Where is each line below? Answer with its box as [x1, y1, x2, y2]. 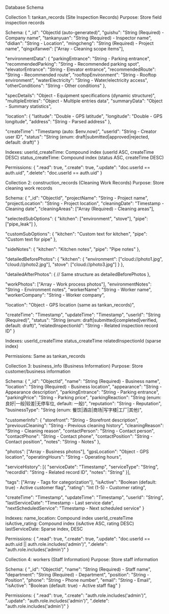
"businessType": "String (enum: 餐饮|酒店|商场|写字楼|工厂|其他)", [5, 407, 143, 413]
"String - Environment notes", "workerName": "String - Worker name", [5, 287, 152, 292]
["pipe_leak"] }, [5, 221, 37, 227]
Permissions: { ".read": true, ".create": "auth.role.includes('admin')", [5, 593, 147, 598]
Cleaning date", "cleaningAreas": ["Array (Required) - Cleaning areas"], [5, 206, 154, 212]
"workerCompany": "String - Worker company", [5, 292, 105, 298]
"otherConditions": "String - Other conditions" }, [5, 82, 106, 89]
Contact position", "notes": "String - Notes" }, [5, 439, 101, 444]
